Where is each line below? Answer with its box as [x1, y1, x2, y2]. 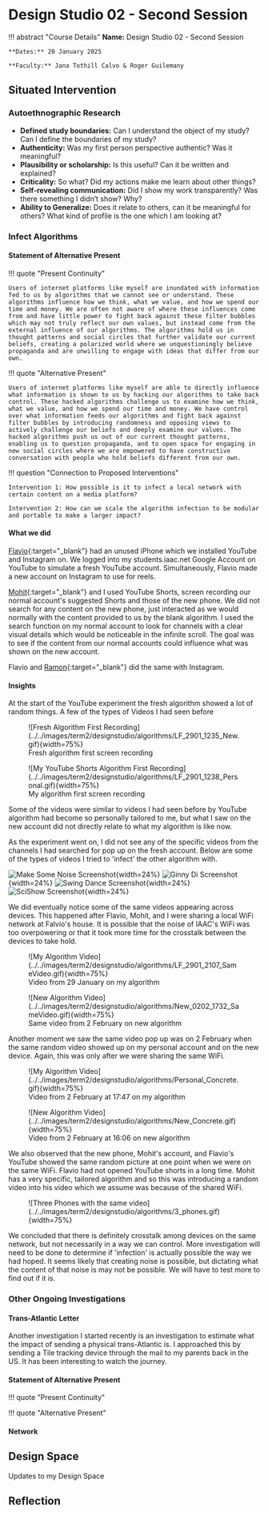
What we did [8, 528, 51, 538]
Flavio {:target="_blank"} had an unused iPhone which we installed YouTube [8, 546, 258, 555]
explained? [19, 168, 56, 178]
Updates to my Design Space [8, 1471, 105, 1480]
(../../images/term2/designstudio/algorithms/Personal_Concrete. [28, 1075, 239, 1085]
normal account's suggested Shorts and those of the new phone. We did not [8, 595, 260, 605]
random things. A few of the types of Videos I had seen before [8, 707, 214, 716]
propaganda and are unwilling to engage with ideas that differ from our [8, 347, 260, 355]
